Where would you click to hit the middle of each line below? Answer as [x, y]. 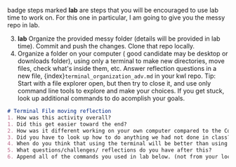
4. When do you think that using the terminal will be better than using [118, 144]
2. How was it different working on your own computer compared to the [114, 131]
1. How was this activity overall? [59, 118]
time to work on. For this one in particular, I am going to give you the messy [116, 18]
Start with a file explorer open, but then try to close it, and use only [114, 83]
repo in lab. [24, 25]
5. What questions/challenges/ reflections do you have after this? [110, 150]
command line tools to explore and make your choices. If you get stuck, [121, 91]
